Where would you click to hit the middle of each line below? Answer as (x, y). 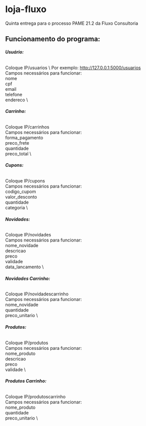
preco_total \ (18, 154)
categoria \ (17, 207)
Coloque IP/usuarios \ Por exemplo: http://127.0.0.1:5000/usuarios (73, 68)
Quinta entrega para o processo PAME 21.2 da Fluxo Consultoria (72, 23)
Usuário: (15, 52)
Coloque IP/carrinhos (27, 127)
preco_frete (17, 143)
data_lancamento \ (24, 267)
